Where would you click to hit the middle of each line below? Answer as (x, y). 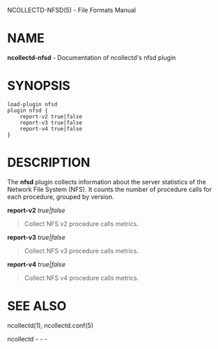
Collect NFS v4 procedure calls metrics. (81, 278)
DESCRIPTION (49, 163)
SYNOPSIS (39, 86)
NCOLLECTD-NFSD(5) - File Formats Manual (72, 10)
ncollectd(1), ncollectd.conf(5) (50, 325)
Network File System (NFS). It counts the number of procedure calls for (110, 189)
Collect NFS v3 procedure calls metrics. (81, 251)
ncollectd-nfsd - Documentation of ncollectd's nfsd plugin (92, 57)
